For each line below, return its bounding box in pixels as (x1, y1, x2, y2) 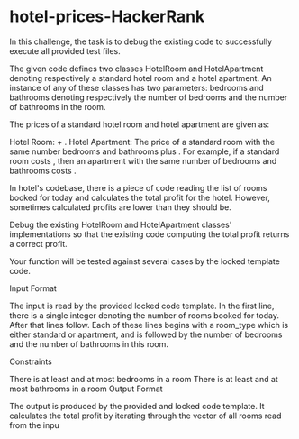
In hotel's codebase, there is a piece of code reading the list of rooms (9, 182, 267, 193)
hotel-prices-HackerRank (9, 6, 205, 27)
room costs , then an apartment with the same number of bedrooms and (9, 155, 277, 166)
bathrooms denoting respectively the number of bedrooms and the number (9, 92, 288, 103)
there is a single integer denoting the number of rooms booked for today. (9, 309, 279, 321)
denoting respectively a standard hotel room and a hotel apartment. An (9, 72, 272, 83)
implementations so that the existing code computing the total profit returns (9, 228, 290, 240)
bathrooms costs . (9, 165, 77, 176)
